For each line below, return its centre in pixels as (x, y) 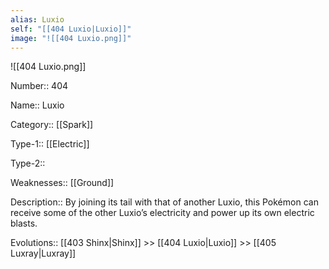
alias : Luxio (37, 19)
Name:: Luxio (37, 105)
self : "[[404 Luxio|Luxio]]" (71, 29)
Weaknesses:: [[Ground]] (62, 183)
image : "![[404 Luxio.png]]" (71, 38)
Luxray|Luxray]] (43, 253)
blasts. (24, 223)
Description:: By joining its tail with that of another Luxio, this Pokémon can (164, 202)
